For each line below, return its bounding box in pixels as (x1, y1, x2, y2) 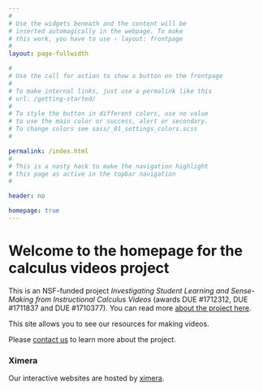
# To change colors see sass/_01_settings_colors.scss (8, 125, 198, 133)
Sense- (231, 285, 256, 295)
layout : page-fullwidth (8, 50, 89, 58)
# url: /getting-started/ (8, 94, 96, 102)
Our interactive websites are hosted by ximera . (8, 373, 165, 383)
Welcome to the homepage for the (8, 241, 244, 260)
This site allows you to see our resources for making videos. (8, 319, 209, 328)
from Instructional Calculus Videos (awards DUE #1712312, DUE (35, 294, 248, 304)
